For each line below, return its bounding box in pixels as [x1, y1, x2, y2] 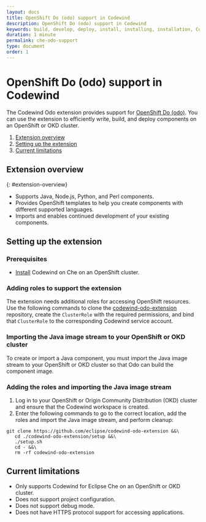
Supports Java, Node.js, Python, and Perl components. [15, 193, 154, 200]
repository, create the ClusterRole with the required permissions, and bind [6, 311, 194, 318]
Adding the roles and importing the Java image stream [6, 383, 172, 391]
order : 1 [6, 49, 29, 55]
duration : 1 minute [6, 32, 56, 38]
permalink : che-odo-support [6, 37, 78, 44]
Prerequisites [6, 255, 47, 263]
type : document [6, 44, 45, 50]
